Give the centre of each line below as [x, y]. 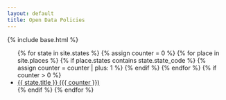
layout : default [31, 13]
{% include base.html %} [43, 39]
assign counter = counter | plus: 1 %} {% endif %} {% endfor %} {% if [117, 68]
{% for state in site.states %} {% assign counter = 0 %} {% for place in [118, 53]
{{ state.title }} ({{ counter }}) [58, 82]
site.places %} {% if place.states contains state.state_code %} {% [112, 60]
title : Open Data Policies [46, 20]
